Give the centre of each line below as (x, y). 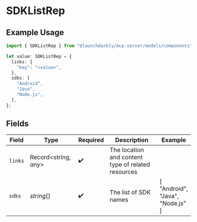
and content (126, 158)
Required (91, 140)
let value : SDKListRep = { (39, 56)
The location (127, 150)
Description (132, 140)
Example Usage (35, 33)
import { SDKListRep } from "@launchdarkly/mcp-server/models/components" (99, 46)
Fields (18, 124)
